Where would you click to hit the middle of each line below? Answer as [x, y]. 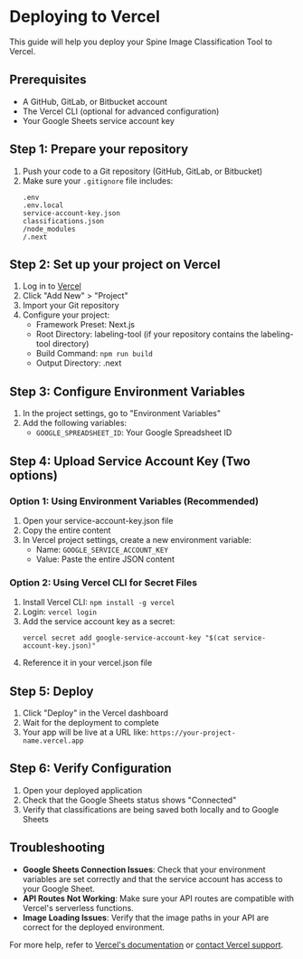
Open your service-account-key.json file [98, 520]
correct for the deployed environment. [94, 927]
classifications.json [63, 221]
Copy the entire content [66, 530]
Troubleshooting [57, 848]
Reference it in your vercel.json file [87, 663]
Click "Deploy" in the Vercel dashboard [95, 713]
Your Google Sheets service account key [98, 120]
